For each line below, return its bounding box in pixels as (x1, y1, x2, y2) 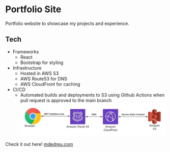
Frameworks (12, 48, 39, 54)
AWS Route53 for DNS (20, 75, 68, 82)
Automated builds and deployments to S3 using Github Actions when (20, 92, 165, 98)
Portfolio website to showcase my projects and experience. (5, 20, 130, 26)
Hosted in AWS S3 (20, 70, 59, 76)
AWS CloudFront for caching (20, 81, 80, 87)
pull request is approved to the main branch (20, 97, 112, 103)
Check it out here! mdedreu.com (5, 141, 73, 147)
